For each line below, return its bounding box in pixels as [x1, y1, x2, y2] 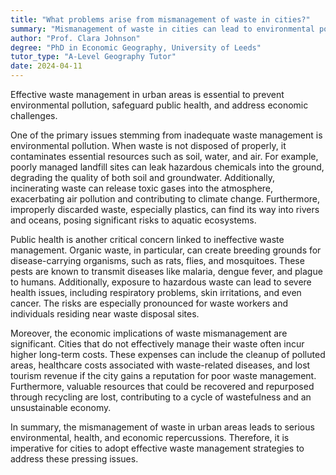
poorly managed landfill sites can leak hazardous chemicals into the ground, [10, 161, 325, 173]
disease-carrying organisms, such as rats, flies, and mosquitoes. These [10, 255, 305, 266]
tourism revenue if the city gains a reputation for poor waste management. [10, 370, 317, 381]
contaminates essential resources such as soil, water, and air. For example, [10, 151, 319, 162]
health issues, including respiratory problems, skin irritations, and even [10, 287, 302, 298]
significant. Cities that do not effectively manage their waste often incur [10, 338, 305, 350]
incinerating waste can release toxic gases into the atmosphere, [10, 182, 274, 194]
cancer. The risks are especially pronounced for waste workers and [10, 297, 289, 309]
